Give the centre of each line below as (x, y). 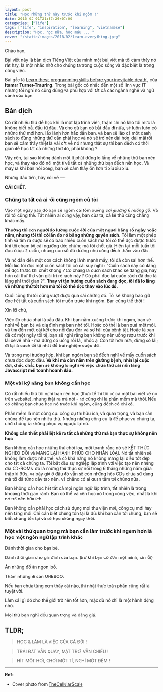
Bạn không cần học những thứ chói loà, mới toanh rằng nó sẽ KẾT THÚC (77, 448)
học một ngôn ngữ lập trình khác (44, 538)
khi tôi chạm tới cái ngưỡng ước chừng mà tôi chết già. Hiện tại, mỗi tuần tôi (80, 245)
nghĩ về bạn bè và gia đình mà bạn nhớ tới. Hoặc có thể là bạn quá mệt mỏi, (81, 325)
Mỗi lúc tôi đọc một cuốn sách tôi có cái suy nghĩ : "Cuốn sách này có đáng (81, 265)
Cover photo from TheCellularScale (47, 684)
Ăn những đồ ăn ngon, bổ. (31, 567)
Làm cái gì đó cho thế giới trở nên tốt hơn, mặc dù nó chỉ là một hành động (79, 600)
